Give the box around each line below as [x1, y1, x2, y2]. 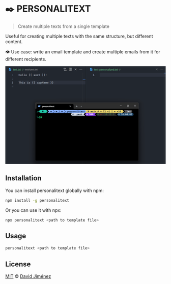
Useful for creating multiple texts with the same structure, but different [5, 33, 153, 39]
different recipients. [5, 56, 47, 62]
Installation [5, 174, 42, 182]
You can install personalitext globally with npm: [5, 187, 104, 194]
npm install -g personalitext [5, 198, 70, 203]
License [5, 260, 31, 268]
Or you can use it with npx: [5, 207, 62, 213]
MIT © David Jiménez [5, 273, 51, 279]
